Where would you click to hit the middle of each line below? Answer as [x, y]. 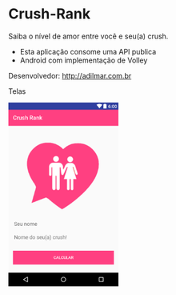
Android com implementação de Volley [84, 60]
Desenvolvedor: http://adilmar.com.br [70, 75]
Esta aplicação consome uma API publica [88, 51]
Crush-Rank [49, 14]
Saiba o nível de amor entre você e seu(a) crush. [88, 36]
